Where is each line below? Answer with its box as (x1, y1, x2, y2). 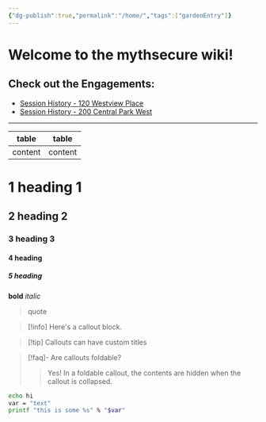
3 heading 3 (8, 233, 55, 244)
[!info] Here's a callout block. (27, 322, 123, 332)
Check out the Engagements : (8, 77, 155, 91)
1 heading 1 (8, 178, 82, 196)
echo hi (8, 392, 34, 400)
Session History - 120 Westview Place (19, 98, 144, 108)
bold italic (8, 291, 41, 301)
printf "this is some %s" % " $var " (8, 406, 126, 415)
